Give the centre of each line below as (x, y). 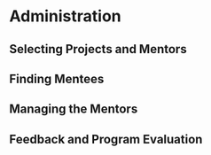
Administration (65, 16)
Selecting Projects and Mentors (98, 49)
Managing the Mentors (74, 109)
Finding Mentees (57, 78)
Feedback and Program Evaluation (106, 139)
